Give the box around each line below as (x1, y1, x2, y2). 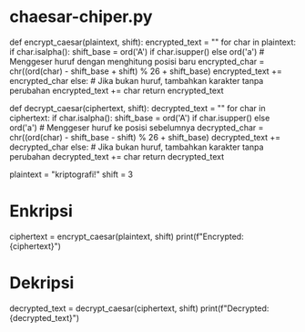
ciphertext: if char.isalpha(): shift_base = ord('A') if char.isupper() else (9, 112, 270, 123)
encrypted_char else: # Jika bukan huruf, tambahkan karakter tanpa (9, 75, 264, 86)
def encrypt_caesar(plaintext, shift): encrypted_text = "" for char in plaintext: (9, 36, 297, 47)
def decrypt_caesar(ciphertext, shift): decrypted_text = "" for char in (9, 102, 266, 113)
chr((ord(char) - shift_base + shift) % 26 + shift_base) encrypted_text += (9, 66, 282, 77)
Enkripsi (9, 201, 73, 222)
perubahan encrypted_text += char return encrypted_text (9, 85, 225, 96)
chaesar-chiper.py (9, 6, 153, 27)
